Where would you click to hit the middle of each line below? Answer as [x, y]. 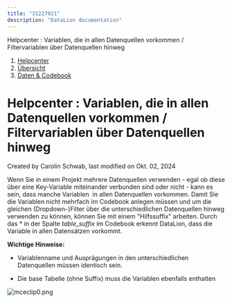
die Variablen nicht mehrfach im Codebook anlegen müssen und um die [109, 202]
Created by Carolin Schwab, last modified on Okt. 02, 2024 [91, 166]
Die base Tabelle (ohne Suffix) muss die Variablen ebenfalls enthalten [116, 279]
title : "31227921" [34, 13]
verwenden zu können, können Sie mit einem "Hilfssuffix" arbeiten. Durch [112, 217]
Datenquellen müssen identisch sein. [70, 265]
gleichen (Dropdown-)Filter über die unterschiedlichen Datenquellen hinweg [116, 209]
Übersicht [31, 68]
